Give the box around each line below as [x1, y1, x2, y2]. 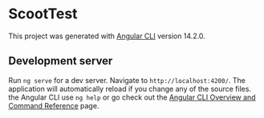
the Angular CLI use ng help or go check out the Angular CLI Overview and [8, 92, 256, 102]
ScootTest [8, 5, 78, 23]
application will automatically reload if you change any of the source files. [8, 84, 251, 93]
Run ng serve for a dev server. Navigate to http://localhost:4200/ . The [8, 75, 246, 85]
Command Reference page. [8, 100, 100, 110]
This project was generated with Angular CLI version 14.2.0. [8, 31, 206, 41]
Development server [8, 54, 113, 68]
